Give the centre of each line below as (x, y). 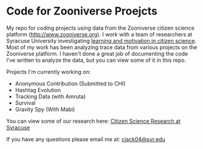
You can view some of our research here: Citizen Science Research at (93, 121)
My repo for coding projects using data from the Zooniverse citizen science (101, 28)
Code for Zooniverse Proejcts (82, 11)
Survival (25, 103)
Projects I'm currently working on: (48, 71)
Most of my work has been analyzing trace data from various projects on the (102, 47)
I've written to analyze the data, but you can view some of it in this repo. (96, 60)
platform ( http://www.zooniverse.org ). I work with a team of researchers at (99, 34)
